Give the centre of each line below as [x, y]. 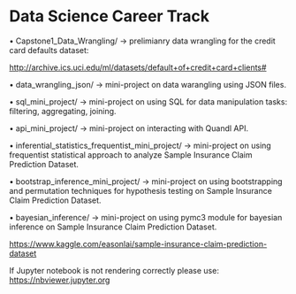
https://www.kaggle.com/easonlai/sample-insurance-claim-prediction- [138, 244]
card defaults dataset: [49, 50]
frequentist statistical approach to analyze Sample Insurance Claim [131, 155]
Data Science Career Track [110, 16]
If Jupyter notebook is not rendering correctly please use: [114, 270]
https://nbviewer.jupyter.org [60, 280]
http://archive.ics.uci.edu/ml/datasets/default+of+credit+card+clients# [138, 67]
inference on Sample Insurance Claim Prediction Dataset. [113, 227]
